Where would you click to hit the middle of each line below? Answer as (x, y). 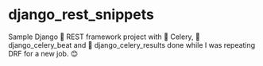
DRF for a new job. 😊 (43, 53)
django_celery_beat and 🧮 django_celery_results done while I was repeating (132, 45)
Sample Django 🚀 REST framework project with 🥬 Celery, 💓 (104, 37)
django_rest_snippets (81, 15)
